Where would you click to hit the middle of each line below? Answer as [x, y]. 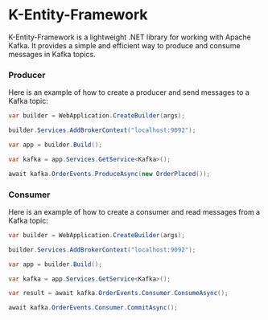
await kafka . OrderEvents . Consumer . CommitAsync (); [93, 308]
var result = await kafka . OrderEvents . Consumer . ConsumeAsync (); [118, 293]
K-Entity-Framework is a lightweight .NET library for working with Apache [130, 37]
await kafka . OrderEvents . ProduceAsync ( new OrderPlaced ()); [109, 174]
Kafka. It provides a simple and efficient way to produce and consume [124, 45]
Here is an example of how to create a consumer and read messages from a [134, 211]
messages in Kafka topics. [52, 54]
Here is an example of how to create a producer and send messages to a [129, 92]
